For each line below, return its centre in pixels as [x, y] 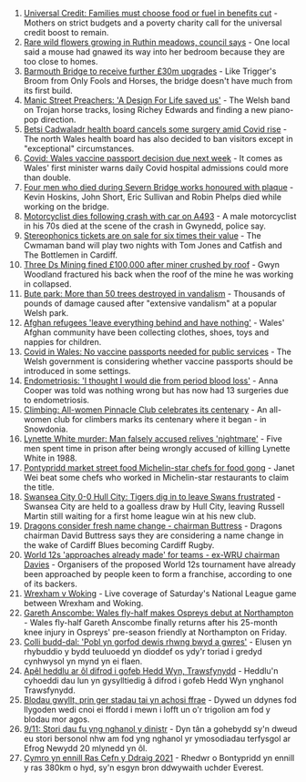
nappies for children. [62, 342]
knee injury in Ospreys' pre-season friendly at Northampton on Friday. [155, 632]
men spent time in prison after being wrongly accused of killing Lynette [157, 448]
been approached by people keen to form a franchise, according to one [158, 574]
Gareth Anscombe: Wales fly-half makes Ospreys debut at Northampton [158, 613]
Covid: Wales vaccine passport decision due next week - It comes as [153, 158]
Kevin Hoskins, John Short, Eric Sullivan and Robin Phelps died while [152, 197]
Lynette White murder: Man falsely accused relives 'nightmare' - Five [153, 439]
